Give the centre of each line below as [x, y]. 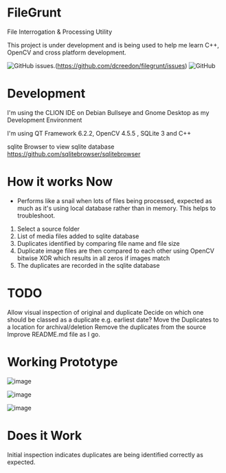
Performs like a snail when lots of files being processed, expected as [114, 200]
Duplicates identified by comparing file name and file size [98, 243]
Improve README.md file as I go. [54, 334]
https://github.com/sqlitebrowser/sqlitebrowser [74, 154]
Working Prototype [63, 362]
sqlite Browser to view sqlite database [61, 147]
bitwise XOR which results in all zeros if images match [93, 258]
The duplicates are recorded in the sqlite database [88, 265]
